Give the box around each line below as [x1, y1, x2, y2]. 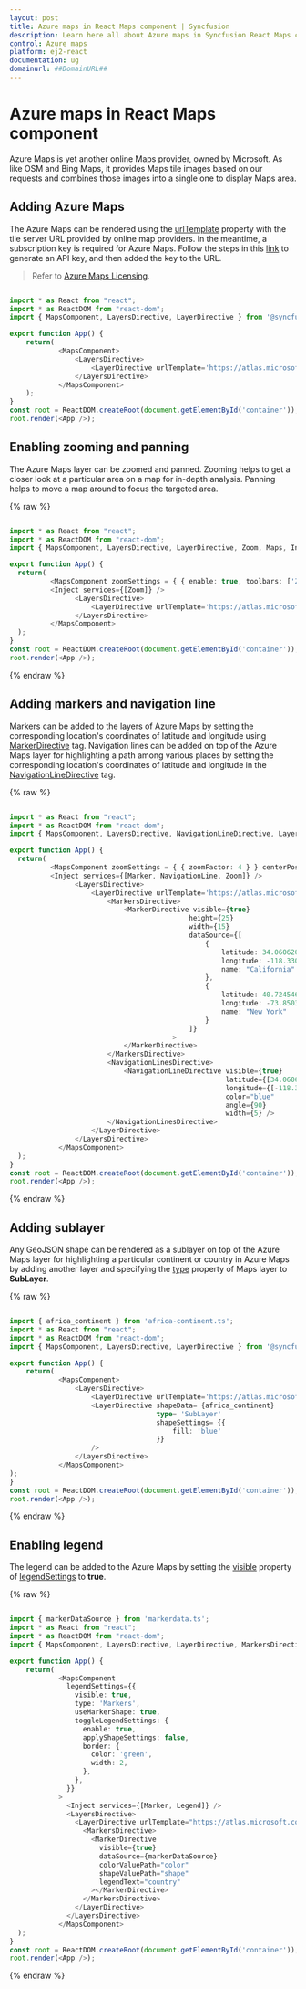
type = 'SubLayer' [156, 1409, 222, 1418]
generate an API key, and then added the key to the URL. [9, 252, 222, 263]
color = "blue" [225, 1092, 275, 1101]
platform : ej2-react [9, 47, 88, 57]
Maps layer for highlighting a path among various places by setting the [9, 750, 275, 761]
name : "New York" [221, 1006, 287, 1016]
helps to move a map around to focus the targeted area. [9, 483, 219, 494]
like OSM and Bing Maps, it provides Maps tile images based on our [9, 163, 263, 174]
